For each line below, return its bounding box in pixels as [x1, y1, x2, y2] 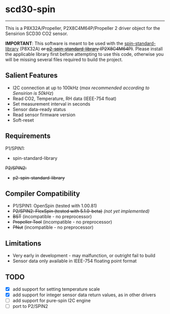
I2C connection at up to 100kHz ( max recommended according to [12, 85, 150, 91]
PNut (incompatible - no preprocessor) [12, 224, 94, 230]
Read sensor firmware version [12, 112, 76, 118]
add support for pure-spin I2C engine [12, 298, 91, 304]
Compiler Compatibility [5, 189, 80, 198]
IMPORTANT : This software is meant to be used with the [5, 40, 123, 46]
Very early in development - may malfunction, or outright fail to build [12, 253, 156, 259]
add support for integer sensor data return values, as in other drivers [12, 292, 156, 298]
